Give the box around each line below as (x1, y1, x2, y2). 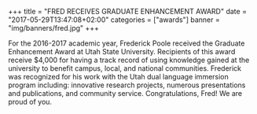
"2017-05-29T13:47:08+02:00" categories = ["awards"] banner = (8, 15, 220, 24)
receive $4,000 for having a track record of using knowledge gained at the (8, 55, 250, 64)
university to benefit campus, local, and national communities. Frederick (8, 64, 242, 73)
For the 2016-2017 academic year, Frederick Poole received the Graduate (8, 39, 245, 48)
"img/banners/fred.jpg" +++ (8, 24, 100, 32)
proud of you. (8, 97, 53, 106)
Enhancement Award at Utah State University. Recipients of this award (8, 47, 236, 56)
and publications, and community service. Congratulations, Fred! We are (8, 89, 242, 97)
